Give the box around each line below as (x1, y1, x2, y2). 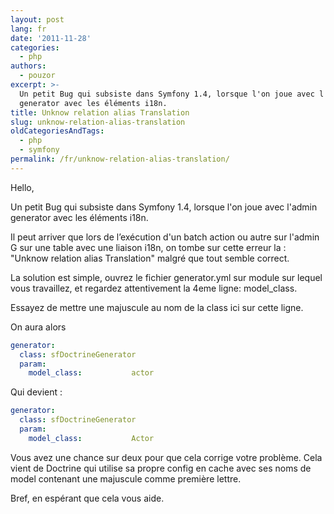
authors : (10, 61, 47, 71)
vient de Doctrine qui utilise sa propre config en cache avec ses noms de (10, 462, 312, 474)
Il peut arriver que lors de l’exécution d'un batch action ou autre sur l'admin (10, 231, 320, 243)
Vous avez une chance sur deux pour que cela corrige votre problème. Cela (10, 451, 323, 463)
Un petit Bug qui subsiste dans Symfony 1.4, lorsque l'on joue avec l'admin (10, 201, 318, 213)
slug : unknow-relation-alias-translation (10, 117, 186, 127)
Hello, (10, 181, 35, 193)
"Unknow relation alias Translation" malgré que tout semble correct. (10, 252, 290, 264)
